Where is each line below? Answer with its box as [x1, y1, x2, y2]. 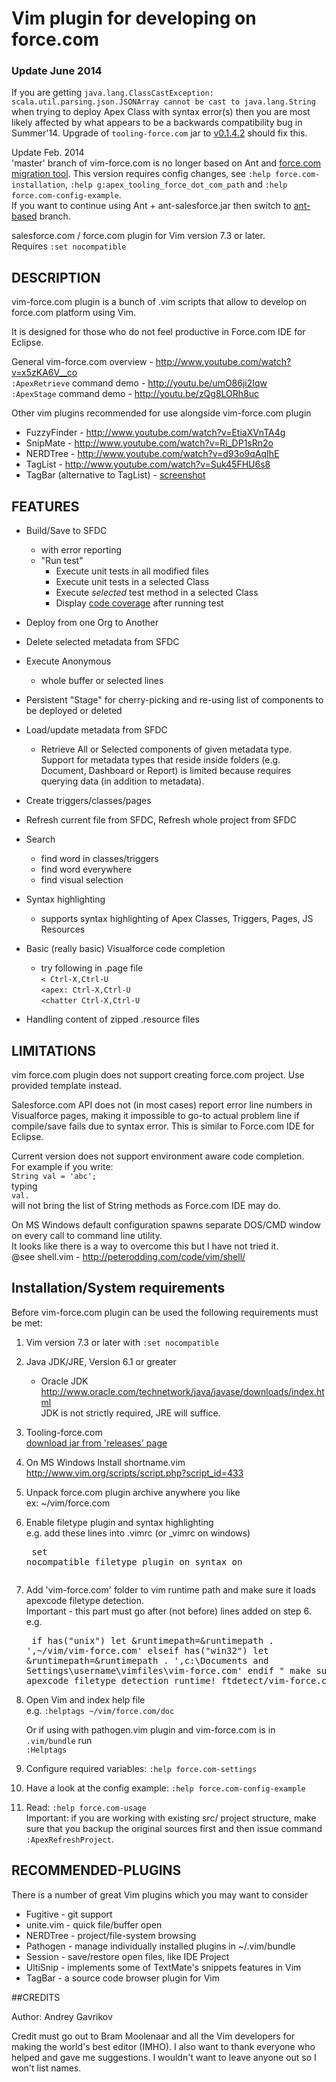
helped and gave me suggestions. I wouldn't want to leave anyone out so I [11, 2051, 317, 2063]
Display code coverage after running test [55, 597, 224, 609]
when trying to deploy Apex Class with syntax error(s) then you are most [11, 106, 311, 118]
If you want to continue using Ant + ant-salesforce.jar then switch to [11, 200, 292, 212]
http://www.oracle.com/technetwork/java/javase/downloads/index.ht [40, 1385, 325, 1397]
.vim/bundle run [25, 1734, 93, 1746]
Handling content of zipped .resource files [25, 1013, 200, 1026]
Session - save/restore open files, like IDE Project [25, 1950, 230, 1962]
